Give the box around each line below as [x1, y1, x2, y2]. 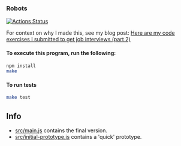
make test [6, 95, 31, 101]
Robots [6, 4, 28, 13]
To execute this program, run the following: [6, 49, 116, 56]
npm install [6, 63, 36, 69]
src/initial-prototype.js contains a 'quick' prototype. [14, 133, 142, 141]
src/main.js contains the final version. [14, 127, 108, 134]
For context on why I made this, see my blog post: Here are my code [6, 29, 175, 36]
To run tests [6, 81, 37, 88]
